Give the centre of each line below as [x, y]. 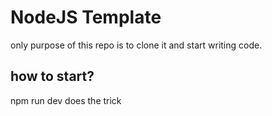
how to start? [52, 76]
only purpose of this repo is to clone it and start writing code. [136, 45]
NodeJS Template [86, 17]
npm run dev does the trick [66, 100]
